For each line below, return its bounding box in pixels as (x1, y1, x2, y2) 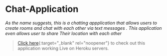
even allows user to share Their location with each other (5, 30, 122, 36)
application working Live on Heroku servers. (17, 45, 109, 51)
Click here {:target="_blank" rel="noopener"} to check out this (17, 40, 145, 46)
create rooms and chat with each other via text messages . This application (5, 25, 162, 31)
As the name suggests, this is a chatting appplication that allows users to (5, 20, 157, 26)
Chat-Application (5, 3, 79, 15)
